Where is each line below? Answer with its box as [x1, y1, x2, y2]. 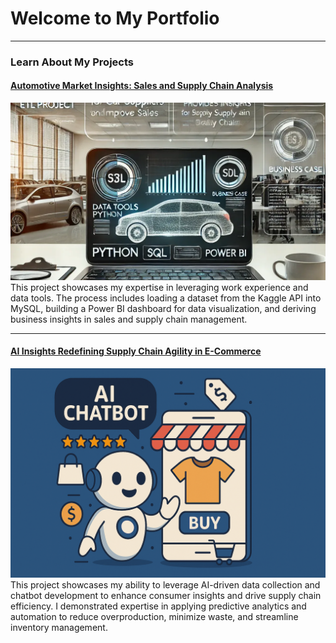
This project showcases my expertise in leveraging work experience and [10, 281, 309, 293]
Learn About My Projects [10, 55, 134, 69]
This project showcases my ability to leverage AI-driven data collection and [10, 579, 321, 591]
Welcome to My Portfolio [10, 7, 220, 30]
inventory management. [10, 622, 108, 634]
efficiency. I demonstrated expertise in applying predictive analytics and [10, 600, 307, 612]
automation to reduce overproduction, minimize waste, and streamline [10, 611, 299, 623]
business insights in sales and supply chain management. [10, 313, 248, 325]
